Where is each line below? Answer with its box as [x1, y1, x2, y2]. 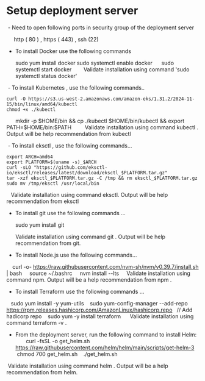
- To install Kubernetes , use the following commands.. [7, 84, 145, 91]
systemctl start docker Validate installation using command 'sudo [15, 65, 190, 73]
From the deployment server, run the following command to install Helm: [15, 330, 197, 338]
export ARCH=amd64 [6, 154, 53, 160]
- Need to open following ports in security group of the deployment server [7, 24, 194, 31]
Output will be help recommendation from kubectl [6, 130, 131, 137]
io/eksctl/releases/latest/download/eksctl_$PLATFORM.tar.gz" [6, 169, 168, 176]
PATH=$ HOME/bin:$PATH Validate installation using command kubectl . [6, 123, 199, 131]
